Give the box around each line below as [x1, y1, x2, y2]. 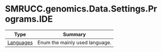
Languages [7, 39, 33, 46]
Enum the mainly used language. [37, 39, 112, 46]
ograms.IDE [5, 13, 53, 25]
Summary [62, 31, 86, 38]
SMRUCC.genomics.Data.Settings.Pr [5, 3, 157, 14]
